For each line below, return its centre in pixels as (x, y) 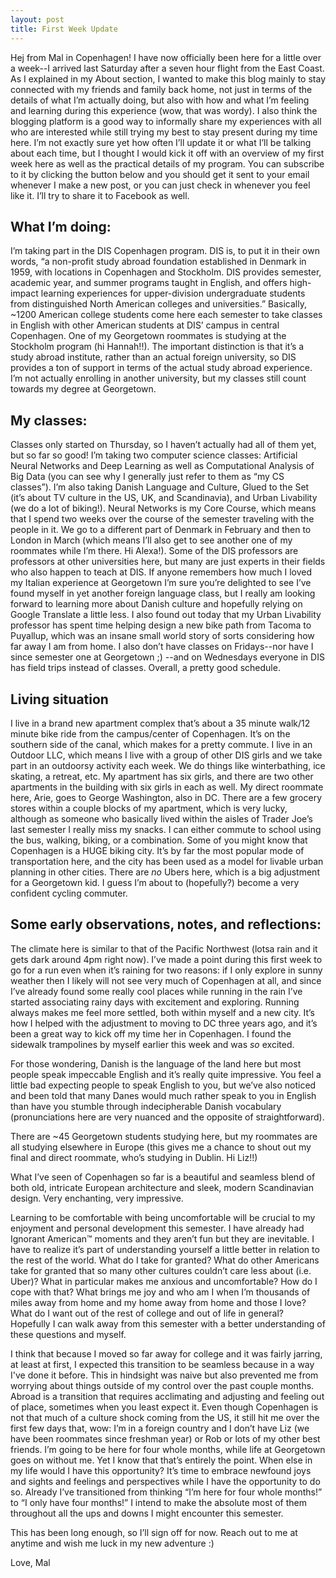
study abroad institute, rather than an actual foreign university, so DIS (153, 357)
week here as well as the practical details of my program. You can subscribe (167, 163)
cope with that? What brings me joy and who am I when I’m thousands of (160, 1292)
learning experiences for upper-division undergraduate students (173, 293)
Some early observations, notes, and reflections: (166, 924)
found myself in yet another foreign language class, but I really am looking (163, 593)
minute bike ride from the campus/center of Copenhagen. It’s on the (150, 733)
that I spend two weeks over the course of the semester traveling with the (162, 519)
